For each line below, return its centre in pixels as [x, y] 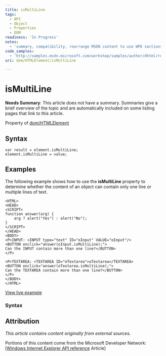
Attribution [22, 322]
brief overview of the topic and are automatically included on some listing [80, 108]
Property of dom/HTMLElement [37, 123]
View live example [23, 292]
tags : [11, 14]
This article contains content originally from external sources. [68, 333]
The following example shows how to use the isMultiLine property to [75, 181]
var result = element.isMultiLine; [42, 150]
